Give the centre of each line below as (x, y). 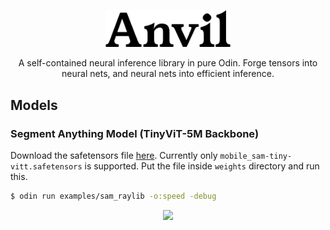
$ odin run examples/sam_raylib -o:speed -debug (113, 196)
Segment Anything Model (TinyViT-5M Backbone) (135, 133)
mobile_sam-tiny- (256, 156)
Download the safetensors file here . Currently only (114, 156)
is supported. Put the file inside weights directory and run (202, 166)
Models (34, 105)
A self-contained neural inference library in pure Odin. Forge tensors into (168, 63)
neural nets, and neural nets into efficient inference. (168, 74)
